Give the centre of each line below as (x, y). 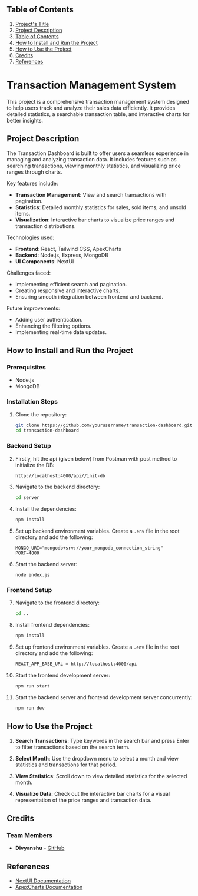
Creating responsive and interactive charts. (67, 290)
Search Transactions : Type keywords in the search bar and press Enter (102, 740)
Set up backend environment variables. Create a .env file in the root (97, 531)
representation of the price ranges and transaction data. (83, 800)
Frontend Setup (29, 590)
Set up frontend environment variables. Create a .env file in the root (97, 647)
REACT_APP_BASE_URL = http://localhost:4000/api (76, 664)
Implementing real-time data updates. (61, 332)
